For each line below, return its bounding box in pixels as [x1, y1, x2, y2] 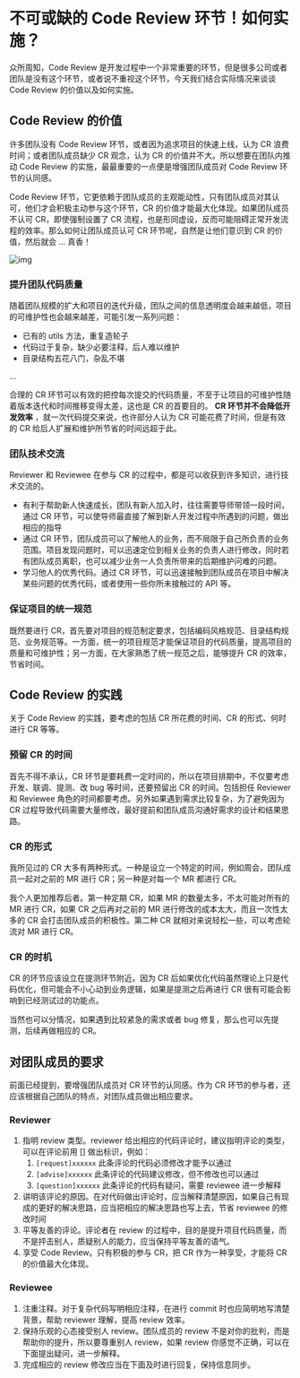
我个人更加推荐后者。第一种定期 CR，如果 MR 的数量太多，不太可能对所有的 [9, 893, 290, 904]
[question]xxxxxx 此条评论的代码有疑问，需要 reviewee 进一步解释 [35, 1180, 282, 1191]
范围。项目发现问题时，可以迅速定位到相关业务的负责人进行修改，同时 [21, 544, 282, 556]
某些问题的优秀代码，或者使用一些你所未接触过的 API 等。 [21, 578, 236, 589]
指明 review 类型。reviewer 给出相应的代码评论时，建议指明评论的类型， [21, 1135, 289, 1146]
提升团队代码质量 [9, 278, 83, 290]
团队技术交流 [9, 447, 65, 460]
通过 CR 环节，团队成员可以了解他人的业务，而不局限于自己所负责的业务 [21, 533, 289, 544]
